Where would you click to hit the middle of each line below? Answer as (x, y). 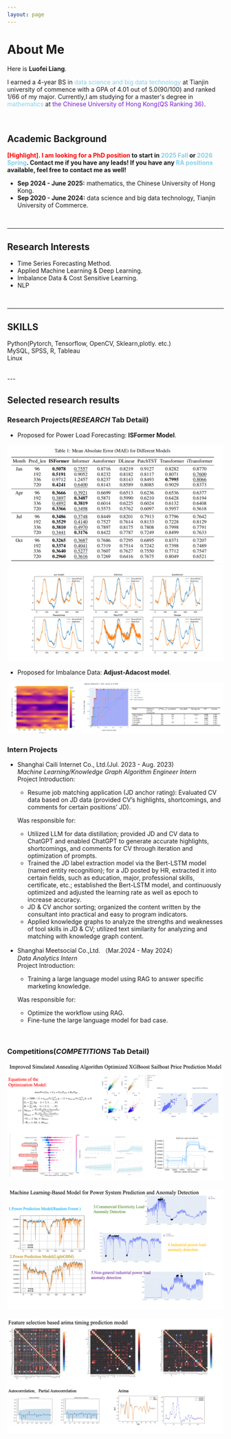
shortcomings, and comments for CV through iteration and (110, 849)
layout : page (26, 14)
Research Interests (48, 247)
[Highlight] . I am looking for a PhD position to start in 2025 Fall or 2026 (110, 156)
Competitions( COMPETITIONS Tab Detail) (78, 1052)
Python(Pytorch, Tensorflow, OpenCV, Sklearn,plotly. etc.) (89, 343)
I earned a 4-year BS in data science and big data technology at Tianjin (108, 82)
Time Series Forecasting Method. (64, 263)
